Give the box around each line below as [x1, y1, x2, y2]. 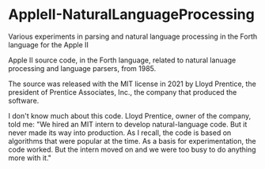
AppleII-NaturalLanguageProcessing [8, 6, 255, 24]
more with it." [8, 152, 51, 163]
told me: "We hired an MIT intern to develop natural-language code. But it [8, 119, 248, 129]
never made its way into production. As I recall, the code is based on [8, 128, 232, 137]
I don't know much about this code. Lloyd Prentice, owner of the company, [8, 111, 252, 120]
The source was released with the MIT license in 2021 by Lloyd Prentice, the [8, 79, 257, 88]
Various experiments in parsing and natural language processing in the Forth [8, 32, 258, 41]
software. [8, 96, 40, 105]
